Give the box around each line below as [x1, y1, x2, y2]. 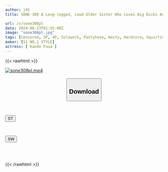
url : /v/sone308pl [5, 21, 43, 26]
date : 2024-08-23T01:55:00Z [5, 25, 64, 30]
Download [69, 88, 99, 95]
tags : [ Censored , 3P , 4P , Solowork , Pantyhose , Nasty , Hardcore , [5, 35, 144, 40]
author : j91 [5, 7, 30, 12]
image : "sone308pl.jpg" [5, 30, 55, 35]
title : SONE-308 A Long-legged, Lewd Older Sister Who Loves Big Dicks [5, 12, 157, 17]
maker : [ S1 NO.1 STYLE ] [5, 39, 55, 45]
